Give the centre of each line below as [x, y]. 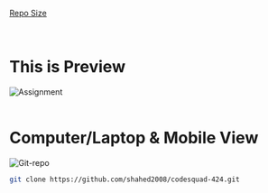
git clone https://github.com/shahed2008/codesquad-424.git [125, 179]
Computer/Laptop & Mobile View [134, 138]
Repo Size [28, 13]
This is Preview [68, 67]
